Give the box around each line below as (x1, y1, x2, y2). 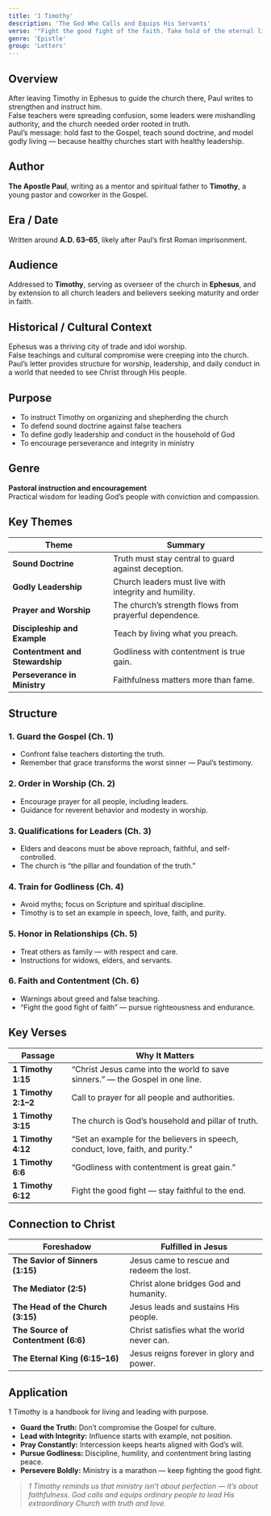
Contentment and (12, 646, 82, 657)
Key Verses (8, 1026, 67, 1040)
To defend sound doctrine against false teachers (19, 421, 182, 430)
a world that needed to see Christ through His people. (8, 367, 187, 377)
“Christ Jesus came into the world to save (71, 1063, 230, 1074)
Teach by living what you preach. (112, 628, 239, 639)
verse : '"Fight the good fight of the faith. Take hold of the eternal (8, 27, 254, 35)
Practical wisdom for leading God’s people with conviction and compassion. (8, 491, 261, 502)
